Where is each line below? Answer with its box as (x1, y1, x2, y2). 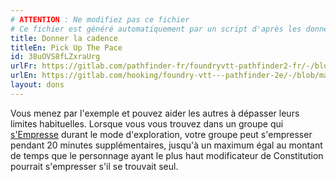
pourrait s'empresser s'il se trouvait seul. (10, 160, 179, 172)
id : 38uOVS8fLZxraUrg (10, 52, 101, 62)
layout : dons (10, 80, 65, 90)
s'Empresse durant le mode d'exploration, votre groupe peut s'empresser (10, 128, 313, 140)
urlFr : (10, 61, 38, 71)
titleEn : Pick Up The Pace (10, 42, 123, 53)
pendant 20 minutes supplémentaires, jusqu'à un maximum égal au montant (10, 139, 323, 151)
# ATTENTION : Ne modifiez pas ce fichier (10, 14, 190, 25)
